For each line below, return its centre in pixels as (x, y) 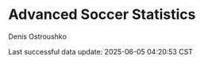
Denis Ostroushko (38, 36)
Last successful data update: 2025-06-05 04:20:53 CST (100, 51)
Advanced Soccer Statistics (102, 15)
